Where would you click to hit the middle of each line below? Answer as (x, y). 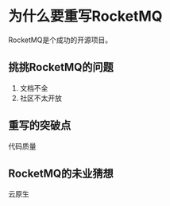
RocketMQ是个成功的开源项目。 (60, 40)
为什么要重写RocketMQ (85, 16)
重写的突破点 (40, 125)
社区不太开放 (41, 98)
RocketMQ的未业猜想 (61, 173)
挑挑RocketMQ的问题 (61, 67)
